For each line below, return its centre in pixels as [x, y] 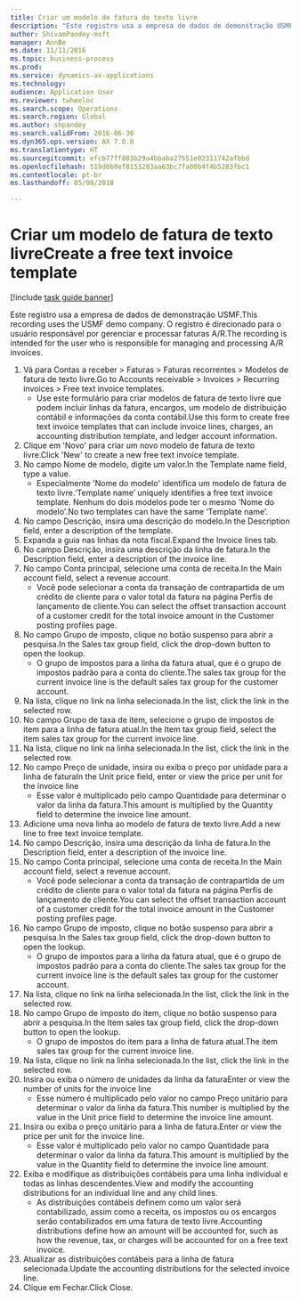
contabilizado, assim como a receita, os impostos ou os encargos [156, 1212]
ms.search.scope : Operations [64, 109]
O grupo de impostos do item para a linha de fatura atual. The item [157, 1042]
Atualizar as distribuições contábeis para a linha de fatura [129, 1259]
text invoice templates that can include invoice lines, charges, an [155, 427]
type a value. [47, 474]
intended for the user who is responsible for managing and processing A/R [147, 343]
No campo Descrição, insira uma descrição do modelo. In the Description [156, 521]
